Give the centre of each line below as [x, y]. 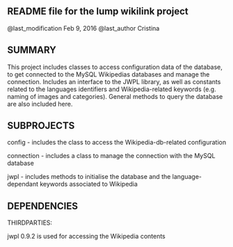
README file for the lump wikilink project [98, 11]
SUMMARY [32, 50]
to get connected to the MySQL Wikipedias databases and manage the [109, 74]
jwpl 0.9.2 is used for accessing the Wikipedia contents [86, 237]
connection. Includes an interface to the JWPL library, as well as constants [114, 81]
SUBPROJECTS [41, 126]
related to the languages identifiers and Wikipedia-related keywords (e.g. [112, 89]
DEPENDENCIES [43, 206]
